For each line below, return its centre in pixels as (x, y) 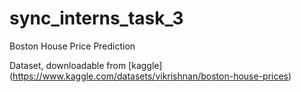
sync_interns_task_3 (96, 18)
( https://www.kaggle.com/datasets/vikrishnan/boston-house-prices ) (150, 76)
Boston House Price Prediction (72, 46)
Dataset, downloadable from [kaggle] (86, 65)
